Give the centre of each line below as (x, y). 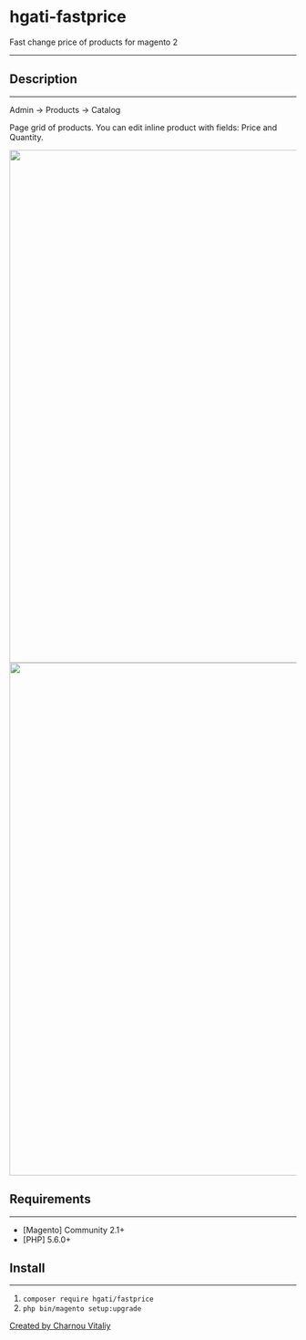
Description (43, 79)
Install (27, 1268)
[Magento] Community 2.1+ (74, 1230)
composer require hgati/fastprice (88, 1299)
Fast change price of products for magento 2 (94, 42)
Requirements (50, 1199)
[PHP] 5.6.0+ (46, 1239)
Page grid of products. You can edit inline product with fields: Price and (143, 127)
